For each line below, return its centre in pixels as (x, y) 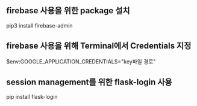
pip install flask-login (32, 97)
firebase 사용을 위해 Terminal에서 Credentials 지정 (99, 46)
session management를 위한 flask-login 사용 (89, 82)
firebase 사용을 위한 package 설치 (68, 11)
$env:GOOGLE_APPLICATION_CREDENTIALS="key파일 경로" (81, 61)
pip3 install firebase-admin (40, 25)
